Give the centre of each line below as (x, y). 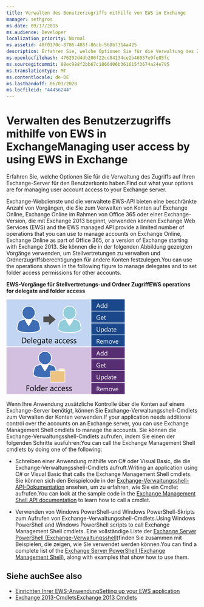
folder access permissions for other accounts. (64, 273)
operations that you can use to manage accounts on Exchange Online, (94, 234)
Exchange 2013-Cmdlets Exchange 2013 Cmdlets (76, 597)
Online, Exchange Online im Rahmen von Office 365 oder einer (84, 215)
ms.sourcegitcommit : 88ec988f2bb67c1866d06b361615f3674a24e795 (88, 64)
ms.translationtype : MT (36, 71)
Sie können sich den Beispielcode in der (65, 481)
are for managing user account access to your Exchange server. (87, 190)
